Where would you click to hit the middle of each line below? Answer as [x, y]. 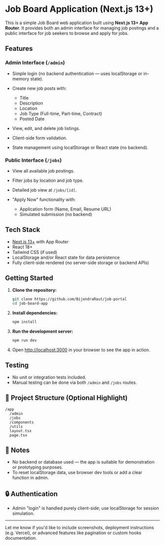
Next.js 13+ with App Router [40, 241]
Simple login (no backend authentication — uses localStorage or [77, 73]
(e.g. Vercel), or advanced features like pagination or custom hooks [73, 533]
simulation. [23, 513]
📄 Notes [17, 450]
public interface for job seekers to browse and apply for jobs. [67, 33]
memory [21, 79]
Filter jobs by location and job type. [48, 180]
